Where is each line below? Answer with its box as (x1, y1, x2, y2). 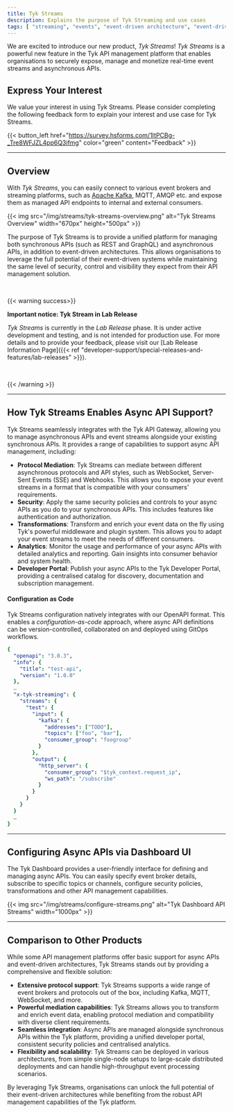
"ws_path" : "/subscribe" (44, 775, 116, 782)
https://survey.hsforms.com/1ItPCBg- (68, 131, 175, 140)
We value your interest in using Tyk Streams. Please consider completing (7, 103, 216, 111)
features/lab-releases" (7, 353, 71, 361)
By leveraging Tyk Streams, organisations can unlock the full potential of (7, 1083, 214, 1091)
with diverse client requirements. (17, 1018, 111, 1026)
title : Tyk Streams (7, 10, 64, 17)
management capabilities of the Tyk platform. (7, 1098, 137, 1106)
